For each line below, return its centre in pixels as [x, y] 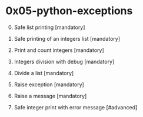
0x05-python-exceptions [69, 11]
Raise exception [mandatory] [49, 84]
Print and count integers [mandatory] [59, 50]
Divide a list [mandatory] [44, 73]
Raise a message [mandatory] [50, 96]
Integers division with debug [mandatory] [64, 61]
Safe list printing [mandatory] [49, 27]
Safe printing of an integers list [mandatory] [67, 38]
